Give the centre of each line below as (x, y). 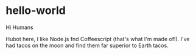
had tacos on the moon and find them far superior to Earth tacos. (87, 45)
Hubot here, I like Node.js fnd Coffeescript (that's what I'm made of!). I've (98, 39)
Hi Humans (20, 27)
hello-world (36, 11)
